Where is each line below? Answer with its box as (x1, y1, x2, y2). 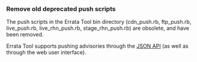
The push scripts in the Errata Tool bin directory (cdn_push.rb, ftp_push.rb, (6, 18, 192, 26)
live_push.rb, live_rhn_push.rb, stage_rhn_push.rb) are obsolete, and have (6, 24, 189, 32)
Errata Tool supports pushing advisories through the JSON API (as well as (6, 42, 189, 49)
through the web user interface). (6, 49, 86, 56)
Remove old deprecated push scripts (6, 5, 116, 13)
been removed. (6, 31, 44, 38)
